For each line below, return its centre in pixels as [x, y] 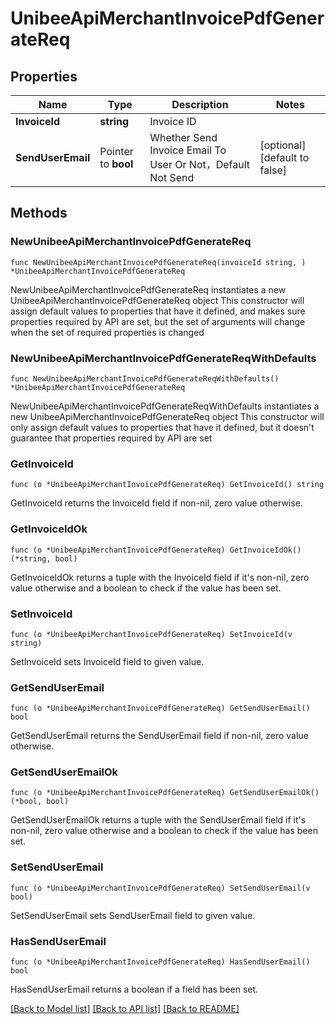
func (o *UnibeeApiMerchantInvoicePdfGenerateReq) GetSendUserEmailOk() [165, 793]
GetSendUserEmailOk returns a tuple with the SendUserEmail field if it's [158, 820]
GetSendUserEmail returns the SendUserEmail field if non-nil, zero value [159, 736]
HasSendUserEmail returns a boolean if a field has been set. [134, 989]
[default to [284, 157]
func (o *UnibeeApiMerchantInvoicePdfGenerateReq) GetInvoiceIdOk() [156, 550]
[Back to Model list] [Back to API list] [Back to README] [125, 1009]
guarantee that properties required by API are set [111, 438]
